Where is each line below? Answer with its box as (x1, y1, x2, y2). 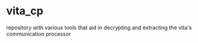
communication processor (6, 30, 71, 37)
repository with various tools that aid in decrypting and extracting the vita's (6, 24, 192, 31)
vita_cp (6, 4, 44, 18)
